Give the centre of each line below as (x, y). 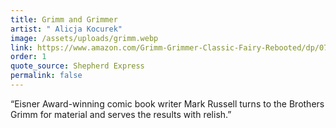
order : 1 (28, 57)
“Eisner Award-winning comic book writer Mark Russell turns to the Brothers (167, 103)
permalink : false (46, 76)
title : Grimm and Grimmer (64, 19)
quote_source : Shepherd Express (77, 66)
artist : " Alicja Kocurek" (66, 29)
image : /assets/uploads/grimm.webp (84, 38)
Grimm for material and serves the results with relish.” (121, 114)
